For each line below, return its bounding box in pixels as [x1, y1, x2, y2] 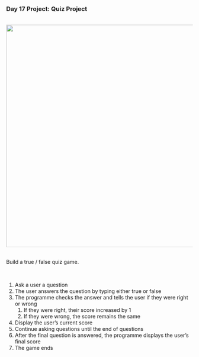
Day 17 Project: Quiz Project [6, 5, 88, 13]
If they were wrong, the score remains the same [23, 313, 141, 320]
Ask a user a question [14, 281, 68, 289]
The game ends [14, 345, 53, 352]
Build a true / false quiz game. [6, 259, 79, 266]
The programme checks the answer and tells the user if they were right [14, 294, 188, 301]
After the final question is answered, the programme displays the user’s [14, 332, 190, 339]
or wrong [14, 300, 37, 307]
